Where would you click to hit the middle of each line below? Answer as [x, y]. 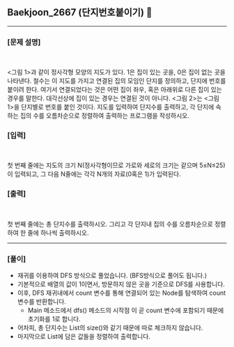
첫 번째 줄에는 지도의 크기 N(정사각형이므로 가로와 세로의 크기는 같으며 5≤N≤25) [116, 165]
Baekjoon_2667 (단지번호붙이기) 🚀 [80, 13]
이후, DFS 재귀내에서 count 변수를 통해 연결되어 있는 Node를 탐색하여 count [122, 293]
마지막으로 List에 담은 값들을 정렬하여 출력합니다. [84, 336]
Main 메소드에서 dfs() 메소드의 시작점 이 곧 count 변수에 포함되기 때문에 [126, 310]
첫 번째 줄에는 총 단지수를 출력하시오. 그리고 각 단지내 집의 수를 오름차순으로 [110, 224]
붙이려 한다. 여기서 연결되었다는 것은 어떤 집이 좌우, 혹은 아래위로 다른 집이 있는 [115, 90]
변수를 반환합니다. [41, 301]
